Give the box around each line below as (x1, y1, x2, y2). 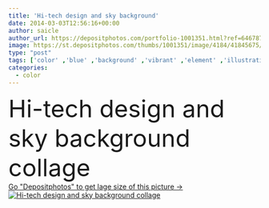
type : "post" (8, 49, 52, 57)
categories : (8, 64, 48, 72)
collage (8, 152, 90, 182)
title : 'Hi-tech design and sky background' (8, 11, 159, 20)
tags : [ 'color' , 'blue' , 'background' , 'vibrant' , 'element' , (8, 57, 224, 65)
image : (8, 42, 30, 50)
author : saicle (8, 26, 59, 34)
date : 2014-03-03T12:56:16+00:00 (8, 19, 120, 27)
